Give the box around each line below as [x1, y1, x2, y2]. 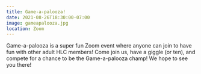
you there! [6, 61, 32, 69]
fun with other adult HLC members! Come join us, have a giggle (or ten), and [6, 49, 196, 56]
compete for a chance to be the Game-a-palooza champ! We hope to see [6, 55, 188, 62]
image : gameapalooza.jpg [6, 20, 69, 26]
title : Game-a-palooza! [6, 8, 66, 15]
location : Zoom [6, 25, 45, 32]
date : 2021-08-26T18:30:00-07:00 [6, 14, 90, 20]
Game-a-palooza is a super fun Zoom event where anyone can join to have [6, 42, 192, 49]
